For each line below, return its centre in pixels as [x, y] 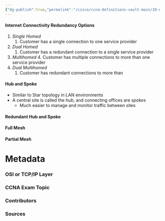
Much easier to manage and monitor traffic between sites [78, 106]
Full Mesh [15, 128]
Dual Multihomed [30, 67]
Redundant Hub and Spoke [33, 116]
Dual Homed [25, 47]
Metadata [25, 159]
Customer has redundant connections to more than [71, 73]
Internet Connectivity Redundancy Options [50, 26]
